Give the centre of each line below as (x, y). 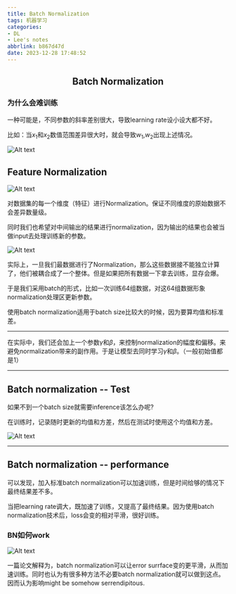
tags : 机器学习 (27, 20)
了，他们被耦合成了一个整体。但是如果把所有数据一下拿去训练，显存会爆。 (115, 273)
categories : (25, 27)
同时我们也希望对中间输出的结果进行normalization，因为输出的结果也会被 (113, 227)
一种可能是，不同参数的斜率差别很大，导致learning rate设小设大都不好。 (112, 120)
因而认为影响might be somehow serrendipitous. (76, 583)
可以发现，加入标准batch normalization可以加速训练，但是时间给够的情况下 (116, 482)
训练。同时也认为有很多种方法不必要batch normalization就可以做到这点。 (119, 574)
